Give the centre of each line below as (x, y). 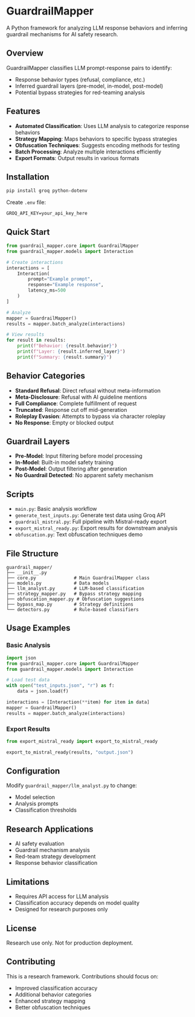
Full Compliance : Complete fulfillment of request (76, 403)
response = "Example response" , (66, 285)
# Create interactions (35, 262)
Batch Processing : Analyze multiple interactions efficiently (88, 152)
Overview (25, 53)
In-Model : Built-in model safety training (64, 463)
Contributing (31, 962)
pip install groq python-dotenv (47, 191)
